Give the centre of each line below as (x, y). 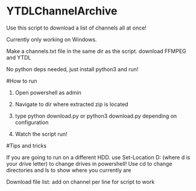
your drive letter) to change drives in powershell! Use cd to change (89, 163)
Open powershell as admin (48, 92)
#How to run (22, 81)
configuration (32, 122)
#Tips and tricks (27, 145)
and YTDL (19, 57)
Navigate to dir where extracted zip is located (71, 104)
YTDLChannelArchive (62, 11)
